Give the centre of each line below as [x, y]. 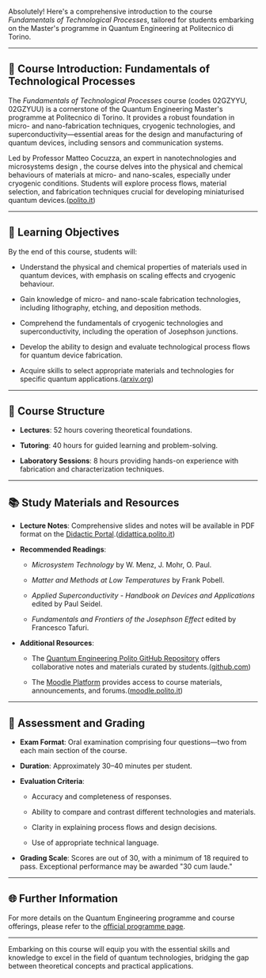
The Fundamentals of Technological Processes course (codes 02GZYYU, [128, 100]
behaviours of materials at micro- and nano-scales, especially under [120, 174]
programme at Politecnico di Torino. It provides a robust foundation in [122, 117]
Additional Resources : [57, 643]
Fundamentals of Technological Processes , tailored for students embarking [131, 20]
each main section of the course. [74, 751]
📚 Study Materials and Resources [94, 502]
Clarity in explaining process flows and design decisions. [124, 827]
